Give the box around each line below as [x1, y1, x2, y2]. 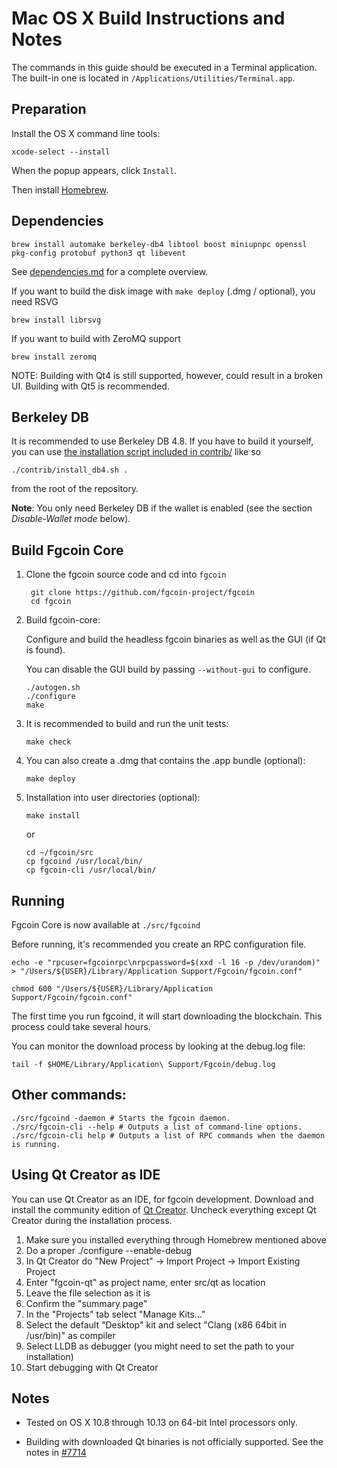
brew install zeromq [11, 352, 98, 362]
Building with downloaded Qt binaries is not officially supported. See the [25, 1436, 324, 1448]
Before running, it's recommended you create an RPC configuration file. [11, 938, 307, 950]
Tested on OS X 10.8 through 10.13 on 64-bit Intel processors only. [25, 1417, 298, 1429]
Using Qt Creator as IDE [11, 1167, 161, 1184]
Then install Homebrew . [11, 183, 109, 196]
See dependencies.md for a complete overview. [11, 265, 209, 277]
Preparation [11, 101, 87, 118]
